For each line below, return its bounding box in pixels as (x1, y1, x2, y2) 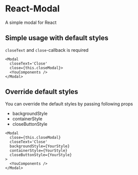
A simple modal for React (5, 19, 57, 25)
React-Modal (5, 3, 60, 14)
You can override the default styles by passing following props (5, 100, 133, 107)
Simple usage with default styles (5, 34, 109, 42)
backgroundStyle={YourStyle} (9, 144, 70, 149)
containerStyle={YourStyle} (9, 148, 68, 153)
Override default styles (5, 87, 78, 96)
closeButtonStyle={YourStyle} (9, 152, 72, 157)
